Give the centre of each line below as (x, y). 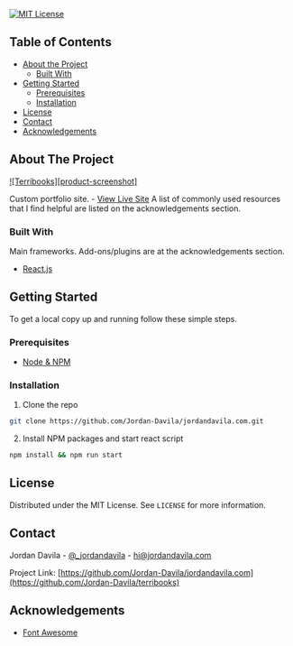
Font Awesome (50, 632)
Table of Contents (61, 42)
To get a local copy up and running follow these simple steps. (123, 318)
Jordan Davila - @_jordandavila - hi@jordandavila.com (110, 555)
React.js (37, 268)
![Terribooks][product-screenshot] (73, 181)
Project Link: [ (35, 572)
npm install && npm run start (66, 456)
